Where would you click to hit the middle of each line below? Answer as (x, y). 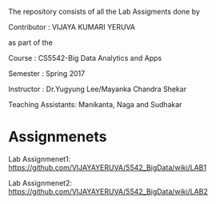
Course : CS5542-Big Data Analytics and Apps (85, 58)
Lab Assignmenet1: (40, 158)
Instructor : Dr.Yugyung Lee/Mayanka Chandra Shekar (97, 89)
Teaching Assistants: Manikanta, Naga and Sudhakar (95, 104)
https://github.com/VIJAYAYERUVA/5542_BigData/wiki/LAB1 (107, 167)
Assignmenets (58, 137)
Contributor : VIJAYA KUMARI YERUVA (72, 27)
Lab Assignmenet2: (40, 182)
